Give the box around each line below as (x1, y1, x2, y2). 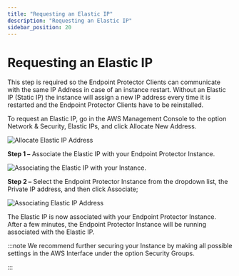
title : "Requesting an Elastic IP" (7, 10, 113, 18)
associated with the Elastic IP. (7, 228, 95, 236)
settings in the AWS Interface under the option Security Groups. (7, 249, 195, 257)
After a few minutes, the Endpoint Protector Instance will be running (7, 220, 207, 229)
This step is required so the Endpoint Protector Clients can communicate (7, 78, 221, 86)
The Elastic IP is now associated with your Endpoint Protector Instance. (7, 213, 216, 221)
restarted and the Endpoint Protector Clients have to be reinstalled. (7, 101, 204, 109)
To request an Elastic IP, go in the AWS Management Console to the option (7, 115, 227, 123)
